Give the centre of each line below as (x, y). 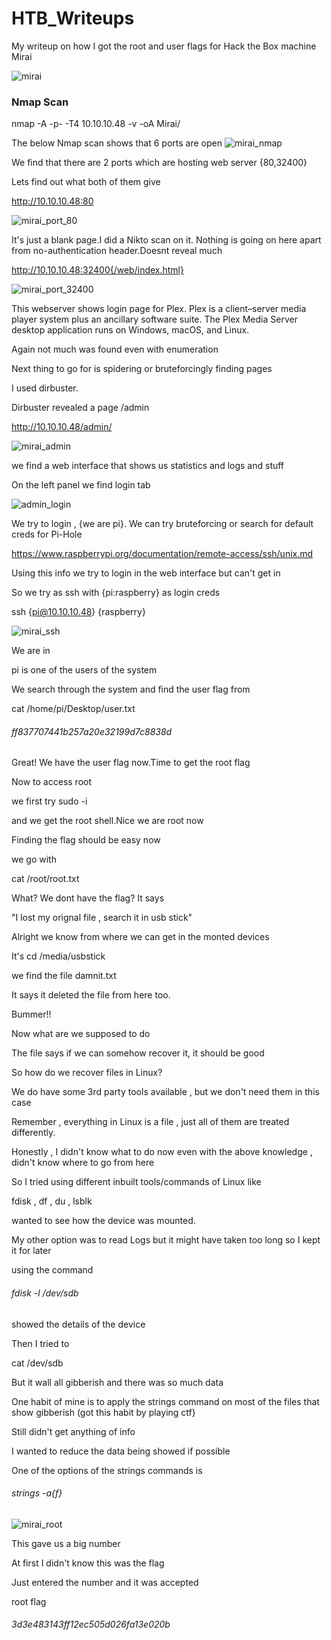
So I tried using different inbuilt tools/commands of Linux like (136, 1182)
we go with (34, 859)
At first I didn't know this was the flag (88, 1563)
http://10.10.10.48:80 (52, 201)
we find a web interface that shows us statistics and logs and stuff (148, 466)
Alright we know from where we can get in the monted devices (140, 937)
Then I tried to (40, 1343)
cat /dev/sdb (37, 1363)
